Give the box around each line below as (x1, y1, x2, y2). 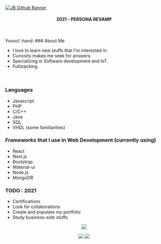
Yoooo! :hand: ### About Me (5, 38, 65, 44)
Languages (5, 86, 33, 93)
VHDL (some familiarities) (12, 124, 65, 130)
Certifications (12, 199, 41, 205)
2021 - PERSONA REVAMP (56, 16, 112, 22)
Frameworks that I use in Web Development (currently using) (5, 137, 156, 144)
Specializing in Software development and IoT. (12, 58, 108, 64)
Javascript (12, 98, 34, 104)
